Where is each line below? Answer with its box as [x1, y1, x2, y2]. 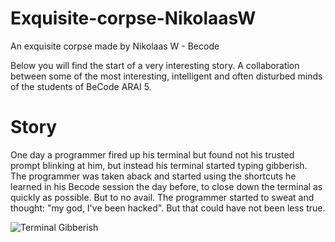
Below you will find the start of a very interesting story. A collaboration [10, 59, 300, 71]
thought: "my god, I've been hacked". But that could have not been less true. [10, 202, 326, 214]
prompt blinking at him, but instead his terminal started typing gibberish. [10, 159, 308, 171]
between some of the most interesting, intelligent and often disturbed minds [10, 70, 323, 82]
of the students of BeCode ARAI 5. [10, 80, 152, 92]
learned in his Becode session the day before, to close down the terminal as [10, 180, 323, 192]
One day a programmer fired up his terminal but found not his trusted [10, 148, 295, 161]
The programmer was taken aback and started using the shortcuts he [10, 170, 297, 182]
